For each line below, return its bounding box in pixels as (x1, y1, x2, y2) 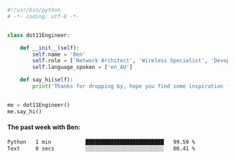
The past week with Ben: (7, 123, 80, 132)
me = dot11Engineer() (7, 101, 71, 108)
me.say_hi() (7, 108, 42, 115)
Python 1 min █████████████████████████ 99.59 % (7, 138, 196, 146)
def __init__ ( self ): (20, 44, 80, 52)
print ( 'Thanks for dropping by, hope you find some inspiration (32, 83, 224, 90)
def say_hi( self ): (20, 77, 73, 84)
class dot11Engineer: (7, 31, 71, 38)
